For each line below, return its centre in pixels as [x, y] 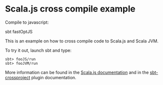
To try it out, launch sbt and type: [38, 50]
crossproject [18, 77]
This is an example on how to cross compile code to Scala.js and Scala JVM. [82, 41]
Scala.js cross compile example [70, 9]
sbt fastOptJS [19, 31]
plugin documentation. [54, 77]
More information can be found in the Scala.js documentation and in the [77, 72]
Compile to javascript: [27, 22]
